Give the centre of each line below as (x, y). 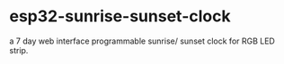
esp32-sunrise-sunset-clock (120, 16)
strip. (19, 50)
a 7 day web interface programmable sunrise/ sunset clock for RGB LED (142, 41)
